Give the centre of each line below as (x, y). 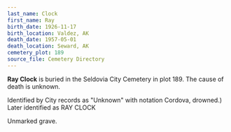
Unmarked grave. (32, 121)
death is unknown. (34, 86)
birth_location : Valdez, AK (48, 33)
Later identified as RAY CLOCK (51, 107)
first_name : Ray (31, 20)
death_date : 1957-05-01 (42, 40)
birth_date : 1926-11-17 (42, 27)
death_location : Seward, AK (48, 46)
